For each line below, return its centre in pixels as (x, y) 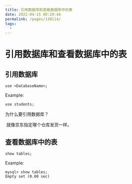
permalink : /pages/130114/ (33, 19)
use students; (20, 104)
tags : (11, 24)
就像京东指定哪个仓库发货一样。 (39, 125)
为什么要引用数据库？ (27, 114)
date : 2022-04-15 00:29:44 (33, 14)
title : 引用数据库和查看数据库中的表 (39, 10)
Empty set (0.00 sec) (28, 176)
